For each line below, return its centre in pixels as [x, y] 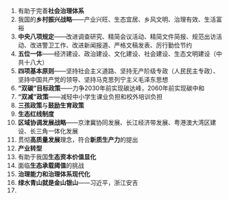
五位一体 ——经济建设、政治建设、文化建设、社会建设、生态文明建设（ [117, 54]
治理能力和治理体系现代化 [54, 174]
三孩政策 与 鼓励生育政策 [51, 105]
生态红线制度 [36, 114]
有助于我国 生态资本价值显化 [57, 157]
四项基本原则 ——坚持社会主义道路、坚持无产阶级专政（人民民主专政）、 [118, 71]
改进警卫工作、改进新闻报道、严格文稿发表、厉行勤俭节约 [111, 45]
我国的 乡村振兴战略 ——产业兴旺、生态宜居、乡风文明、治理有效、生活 [117, 19]
